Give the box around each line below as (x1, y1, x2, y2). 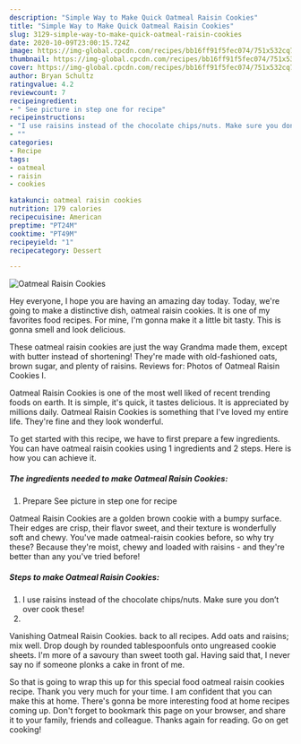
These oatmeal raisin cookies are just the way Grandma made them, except (9, 342, 288, 352)
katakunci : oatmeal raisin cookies (9, 196, 142, 205)
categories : (9, 138, 54, 147)
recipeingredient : (9, 96, 78, 106)
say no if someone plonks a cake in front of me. (9, 660, 185, 670)
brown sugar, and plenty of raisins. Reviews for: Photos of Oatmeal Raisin (9, 360, 280, 372)
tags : (9, 154, 30, 164)
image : (9, 47, 34, 56)
